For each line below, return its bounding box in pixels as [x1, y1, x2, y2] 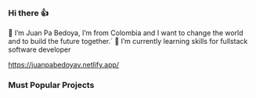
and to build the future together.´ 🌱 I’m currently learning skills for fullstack [8, 37, 248, 46]
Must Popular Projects [8, 80, 95, 91]
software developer [8, 45, 71, 54]
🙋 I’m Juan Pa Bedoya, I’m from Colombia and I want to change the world [8, 28, 244, 38]
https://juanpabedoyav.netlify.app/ [8, 60, 120, 70]
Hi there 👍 [8, 7, 49, 18]
